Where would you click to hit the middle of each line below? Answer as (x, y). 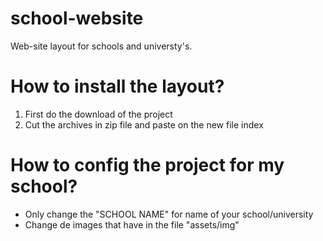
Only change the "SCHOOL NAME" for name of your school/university (169, 214)
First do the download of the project (98, 114)
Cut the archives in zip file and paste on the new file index (144, 124)
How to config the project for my (147, 165)
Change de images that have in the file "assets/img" (132, 224)
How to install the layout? (117, 86)
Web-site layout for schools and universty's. (101, 46)
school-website (77, 18)
